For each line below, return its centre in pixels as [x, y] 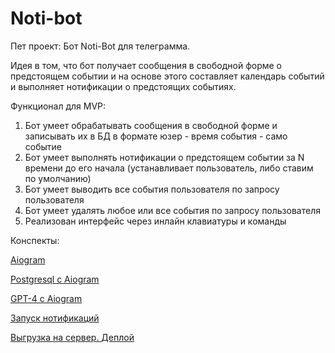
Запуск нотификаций [55, 318]
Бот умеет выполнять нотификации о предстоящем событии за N [164, 157]
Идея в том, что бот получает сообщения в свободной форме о [146, 65]
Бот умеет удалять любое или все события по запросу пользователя [172, 210]
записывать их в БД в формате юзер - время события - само [156, 136]
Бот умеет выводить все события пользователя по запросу [152, 189]
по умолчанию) [58, 178]
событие [43, 146]
